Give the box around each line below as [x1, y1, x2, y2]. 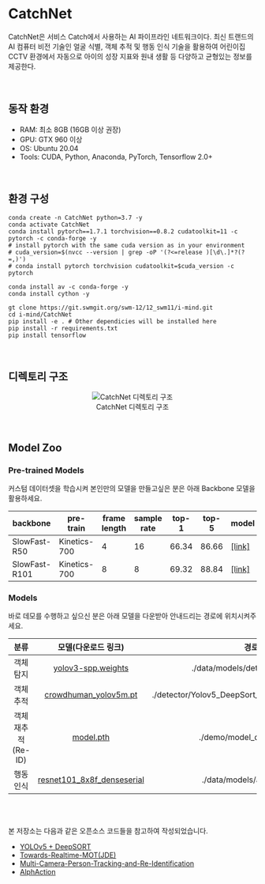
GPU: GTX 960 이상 [19, 134, 83, 144]
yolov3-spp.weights [53, 663, 129, 674]
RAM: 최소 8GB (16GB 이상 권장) [19, 124, 121, 134]
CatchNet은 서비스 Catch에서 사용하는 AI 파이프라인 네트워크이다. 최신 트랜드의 [8, 32, 254, 41]
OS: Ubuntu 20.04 [19, 143, 79, 153]
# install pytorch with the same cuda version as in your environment [8, 241, 245, 249]
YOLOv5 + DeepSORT [19, 842, 91, 852]
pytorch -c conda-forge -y [8, 234, 97, 242]
